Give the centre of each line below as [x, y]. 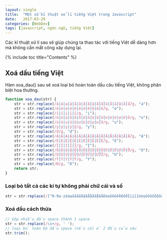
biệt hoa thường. [22, 90]
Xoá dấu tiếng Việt [34, 73]
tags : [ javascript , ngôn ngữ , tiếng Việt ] [50, 28]
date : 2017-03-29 [25, 19]
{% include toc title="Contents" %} [41, 57]
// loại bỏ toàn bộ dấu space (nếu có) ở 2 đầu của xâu [71, 229]
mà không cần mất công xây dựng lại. [44, 48]
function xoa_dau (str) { [31, 99]
